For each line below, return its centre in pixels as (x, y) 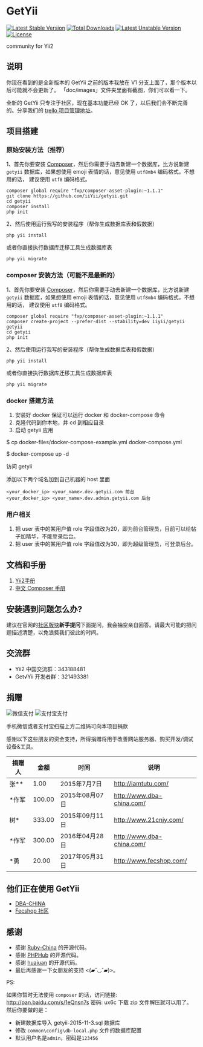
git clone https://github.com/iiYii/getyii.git (67, 196)
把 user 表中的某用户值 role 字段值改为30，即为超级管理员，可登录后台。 (106, 544)
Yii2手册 (25, 581)
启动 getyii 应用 (34, 430)
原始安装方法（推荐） (37, 150)
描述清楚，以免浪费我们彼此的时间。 (56, 632)
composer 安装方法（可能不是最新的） (63, 275)
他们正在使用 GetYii (43, 889)
